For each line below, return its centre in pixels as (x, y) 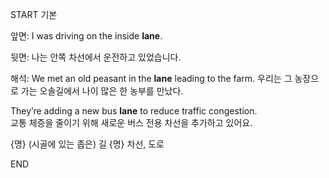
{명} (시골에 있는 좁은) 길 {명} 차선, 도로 (87, 144)
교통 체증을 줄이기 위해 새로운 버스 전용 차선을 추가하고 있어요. (131, 122)
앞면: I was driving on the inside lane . (86, 36)
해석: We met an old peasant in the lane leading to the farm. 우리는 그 (151, 78)
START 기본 (34, 14)
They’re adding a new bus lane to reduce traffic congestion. (134, 111)
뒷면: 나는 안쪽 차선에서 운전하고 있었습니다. (96, 57)
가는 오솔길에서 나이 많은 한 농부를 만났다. (102, 91)
